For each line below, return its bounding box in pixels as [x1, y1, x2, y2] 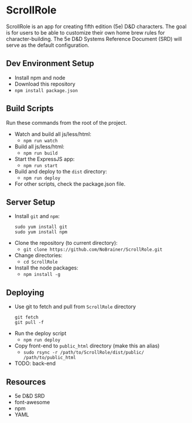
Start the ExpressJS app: [14, 155, 75, 162]
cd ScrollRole [23, 259, 58, 265]
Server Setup [6, 197, 56, 207]
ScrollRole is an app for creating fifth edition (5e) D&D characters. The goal [6, 23, 187, 30]
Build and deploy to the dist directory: [14, 168, 107, 175]
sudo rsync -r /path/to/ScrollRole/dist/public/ [23, 350, 145, 356]
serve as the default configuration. [6, 42, 90, 49]
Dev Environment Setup [6, 59, 95, 69]
